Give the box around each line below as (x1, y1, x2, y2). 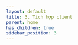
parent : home (6, 19, 38, 25)
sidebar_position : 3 (6, 30, 57, 36)
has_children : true (6, 25, 54, 31)
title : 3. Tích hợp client (6, 14, 73, 20)
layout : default (6, 8, 46, 15)
